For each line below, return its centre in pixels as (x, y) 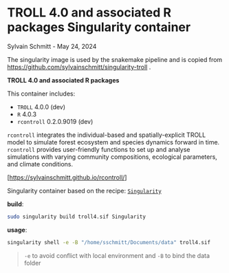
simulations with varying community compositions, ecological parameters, (112, 157)
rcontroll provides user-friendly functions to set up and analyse (99, 149)
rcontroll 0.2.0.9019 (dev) (55, 121)
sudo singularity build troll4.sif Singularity (77, 217)
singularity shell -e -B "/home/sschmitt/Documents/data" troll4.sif (109, 242)
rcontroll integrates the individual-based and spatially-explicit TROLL (107, 135)
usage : (17, 230)
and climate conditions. (40, 164)
